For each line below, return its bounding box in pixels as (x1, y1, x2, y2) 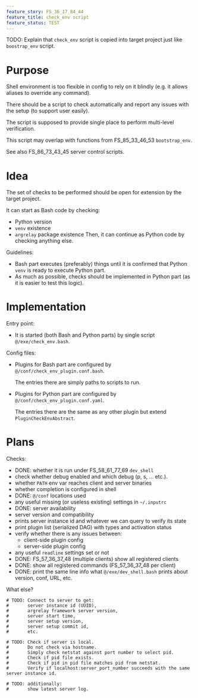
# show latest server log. (6, 686, 89, 692)
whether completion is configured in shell (14, 486, 117, 493)
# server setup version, (6, 618, 84, 625)
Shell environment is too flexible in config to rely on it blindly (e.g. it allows (6, 83, 188, 90)
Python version (14, 218, 52, 225)
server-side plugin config (23, 543, 86, 550)
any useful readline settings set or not (14, 549, 109, 556)
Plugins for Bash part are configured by (14, 361, 112, 368)
